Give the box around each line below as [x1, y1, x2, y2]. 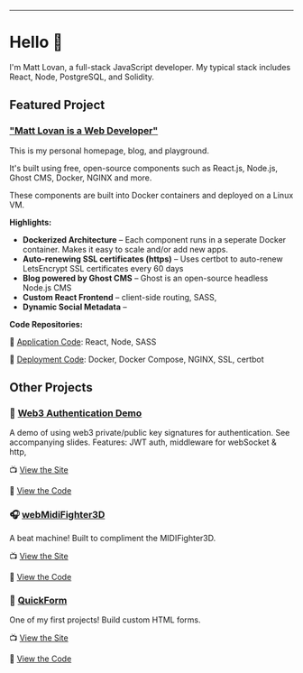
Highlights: [9, 217, 52, 227]
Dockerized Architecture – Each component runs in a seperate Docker [22, 234, 287, 244]
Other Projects [9, 380, 93, 395]
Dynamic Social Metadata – [22, 301, 128, 312]
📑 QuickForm [9, 594, 68, 606]
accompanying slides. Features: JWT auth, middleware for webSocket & [9, 437, 277, 447]
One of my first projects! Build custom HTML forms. [9, 614, 201, 625]
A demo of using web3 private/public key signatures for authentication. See [9, 428, 290, 438]
